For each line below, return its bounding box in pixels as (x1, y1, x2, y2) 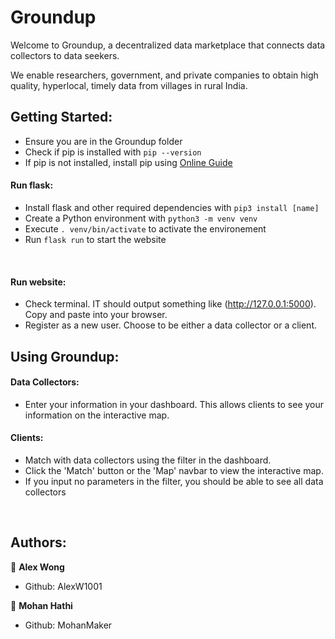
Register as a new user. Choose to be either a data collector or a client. (24, 319, 318, 331)
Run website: (10, 276, 67, 288)
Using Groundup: (10, 348, 120, 365)
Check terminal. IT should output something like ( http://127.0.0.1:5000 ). (24, 298, 317, 310)
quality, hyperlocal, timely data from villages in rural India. (10, 79, 248, 91)
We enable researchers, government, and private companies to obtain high (10, 69, 319, 81)
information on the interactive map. (24, 409, 170, 421)
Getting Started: (10, 109, 113, 126)
